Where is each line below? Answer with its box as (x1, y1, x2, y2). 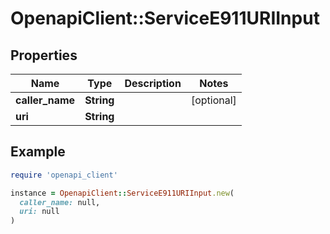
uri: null (19, 207, 60, 217)
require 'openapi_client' (10, 170, 118, 180)
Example (10, 143, 66, 161)
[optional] (190, 93, 237, 107)
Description (124, 77, 182, 90)
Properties (10, 47, 78, 64)
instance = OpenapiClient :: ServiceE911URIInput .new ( (10, 188, 235, 198)
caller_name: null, (19, 197, 101, 207)
